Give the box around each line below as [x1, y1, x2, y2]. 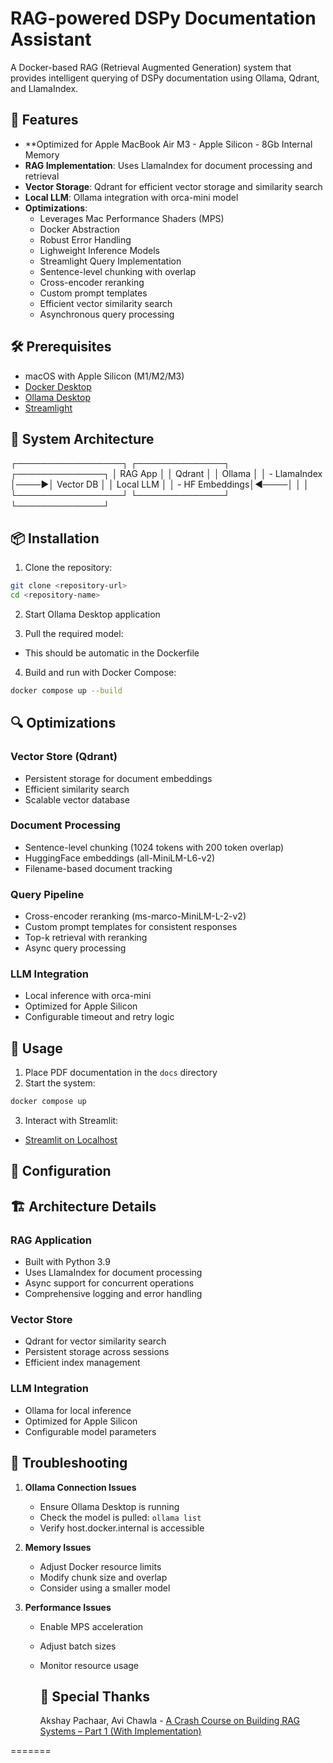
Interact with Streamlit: [24, 1115, 119, 1127]
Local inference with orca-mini [24, 990, 152, 1002]
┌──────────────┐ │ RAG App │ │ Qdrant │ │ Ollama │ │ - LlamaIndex [10, 468, 323, 480]
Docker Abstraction [39, 223, 120, 235]
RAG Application [10, 1233, 93, 1247]
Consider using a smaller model [39, 1582, 171, 1594]
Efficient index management [24, 1357, 141, 1369]
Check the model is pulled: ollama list [39, 1511, 202, 1523]
